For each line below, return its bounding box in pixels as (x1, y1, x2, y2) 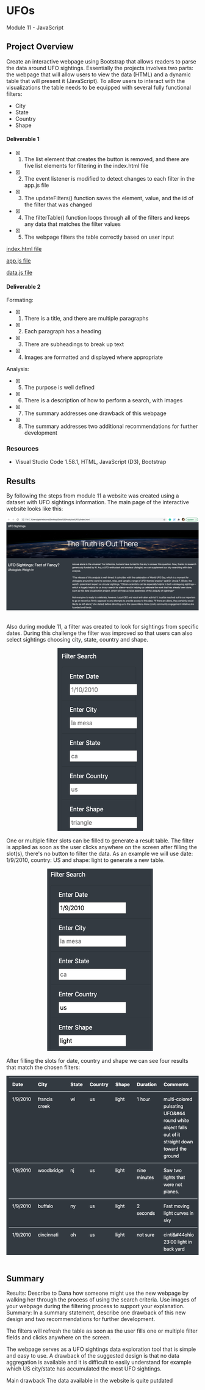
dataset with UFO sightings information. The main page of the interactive (6, 499, 189, 506)
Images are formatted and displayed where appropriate (24, 353, 164, 361)
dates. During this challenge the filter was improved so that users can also (6, 629, 193, 637)
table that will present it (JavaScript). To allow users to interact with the (6, 77, 185, 84)
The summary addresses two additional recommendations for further (24, 422, 198, 430)
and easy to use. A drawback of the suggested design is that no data (6, 1352, 180, 1359)
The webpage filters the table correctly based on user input (24, 233, 174, 241)
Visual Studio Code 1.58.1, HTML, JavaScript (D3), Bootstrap (15, 458, 167, 466)
